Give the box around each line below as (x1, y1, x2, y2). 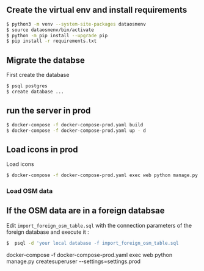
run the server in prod (6, 106, 91, 116)
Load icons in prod (6, 144, 78, 154)
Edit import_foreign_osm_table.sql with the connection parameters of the (6, 222, 192, 229)
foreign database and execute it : (6, 228, 90, 236)
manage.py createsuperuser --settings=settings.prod (6, 258, 141, 265)
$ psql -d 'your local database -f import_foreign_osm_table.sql (6, 240, 179, 246)
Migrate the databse (6, 55, 86, 65)
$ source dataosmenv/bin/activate (6, 27, 95, 33)
